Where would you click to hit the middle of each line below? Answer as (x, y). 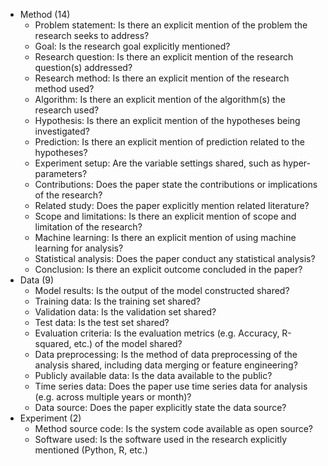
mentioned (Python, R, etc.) (91, 450)
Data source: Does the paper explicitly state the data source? (160, 407)
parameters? (61, 173)
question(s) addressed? (83, 67)
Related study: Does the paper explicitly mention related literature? (172, 205)
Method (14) (45, 14)
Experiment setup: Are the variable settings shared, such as (158, 163)
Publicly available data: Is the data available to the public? (153, 375)
